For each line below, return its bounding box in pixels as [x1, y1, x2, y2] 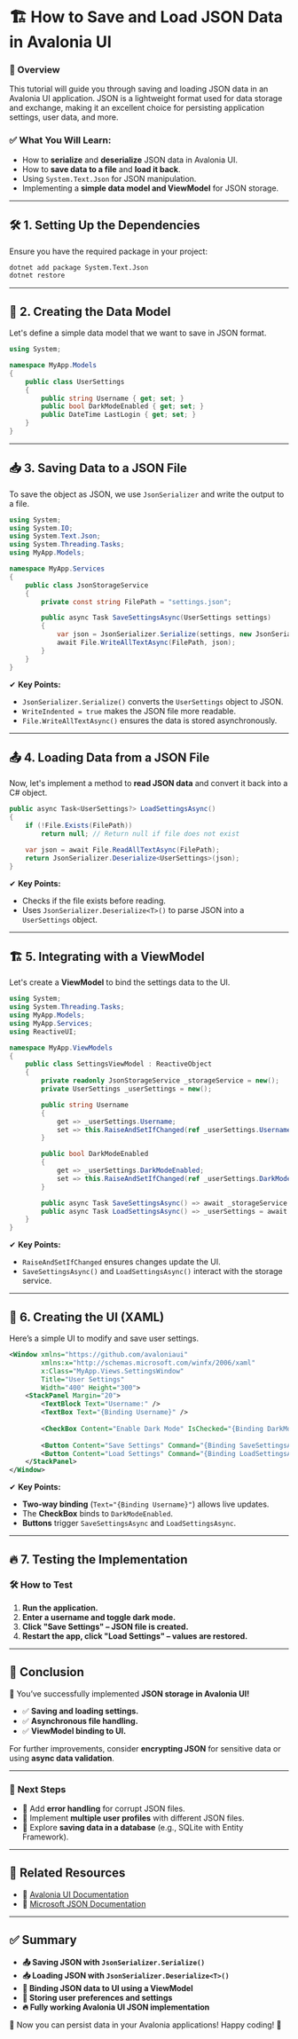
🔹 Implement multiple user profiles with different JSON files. [21, 1812, 245, 1823]
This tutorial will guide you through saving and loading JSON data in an [9, 83, 269, 94]
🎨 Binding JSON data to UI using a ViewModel [21, 1982, 193, 1993]
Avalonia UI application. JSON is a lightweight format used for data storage [9, 93, 283, 104]
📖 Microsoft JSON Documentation [21, 1898, 146, 1909]
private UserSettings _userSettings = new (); [41, 1084, 213, 1094]
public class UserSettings [25, 377, 125, 386]
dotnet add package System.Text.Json [9, 263, 149, 272]
